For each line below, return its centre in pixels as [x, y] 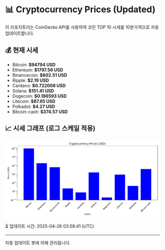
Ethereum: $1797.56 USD [38, 70]
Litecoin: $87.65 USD [34, 101]
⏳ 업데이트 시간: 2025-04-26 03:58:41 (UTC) [50, 226]
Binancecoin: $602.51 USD [40, 75]
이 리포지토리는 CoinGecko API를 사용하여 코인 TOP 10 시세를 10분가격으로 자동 [82, 27]
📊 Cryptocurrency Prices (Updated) [80, 10]
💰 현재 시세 [22, 50]
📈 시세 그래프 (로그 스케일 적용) [50, 128]
